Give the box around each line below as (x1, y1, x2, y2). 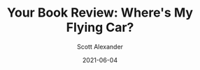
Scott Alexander (76, 42, 124, 51)
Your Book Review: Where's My (6, 5, 194, 21)
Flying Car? (66, 19, 134, 35)
